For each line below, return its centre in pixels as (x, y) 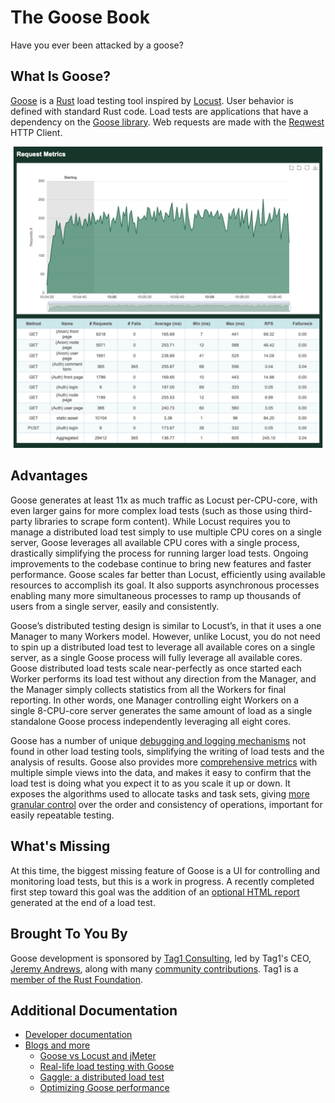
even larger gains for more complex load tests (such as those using (149, 510)
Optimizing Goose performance (104, 1088)
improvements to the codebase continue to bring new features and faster (161, 563)
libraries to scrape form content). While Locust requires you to (162, 521)
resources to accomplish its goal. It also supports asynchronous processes (165, 585)
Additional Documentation (94, 1010)
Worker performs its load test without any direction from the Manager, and (163, 678)
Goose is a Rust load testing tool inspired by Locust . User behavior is (152, 100)
